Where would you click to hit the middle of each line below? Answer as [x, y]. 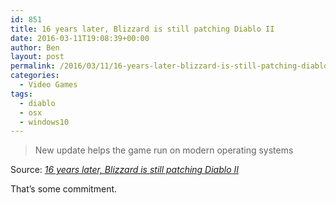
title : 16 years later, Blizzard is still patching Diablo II [142, 29]
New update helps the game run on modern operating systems [164, 150]
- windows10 [44, 122]
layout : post [37, 57]
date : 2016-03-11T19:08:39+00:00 [80, 38]
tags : [21, 94]
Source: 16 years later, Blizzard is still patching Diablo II [125, 170]
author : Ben [35, 47]
